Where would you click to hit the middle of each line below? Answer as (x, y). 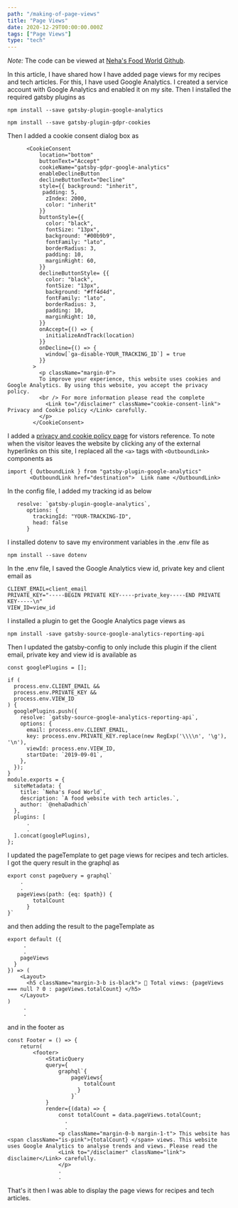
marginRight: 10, (71, 317)
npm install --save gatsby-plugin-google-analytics (85, 110)
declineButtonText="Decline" (82, 180)
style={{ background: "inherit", (88, 186)
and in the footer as (36, 1027)
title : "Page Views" (38, 21)
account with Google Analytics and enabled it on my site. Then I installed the (119, 90)
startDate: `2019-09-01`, (64, 755)
